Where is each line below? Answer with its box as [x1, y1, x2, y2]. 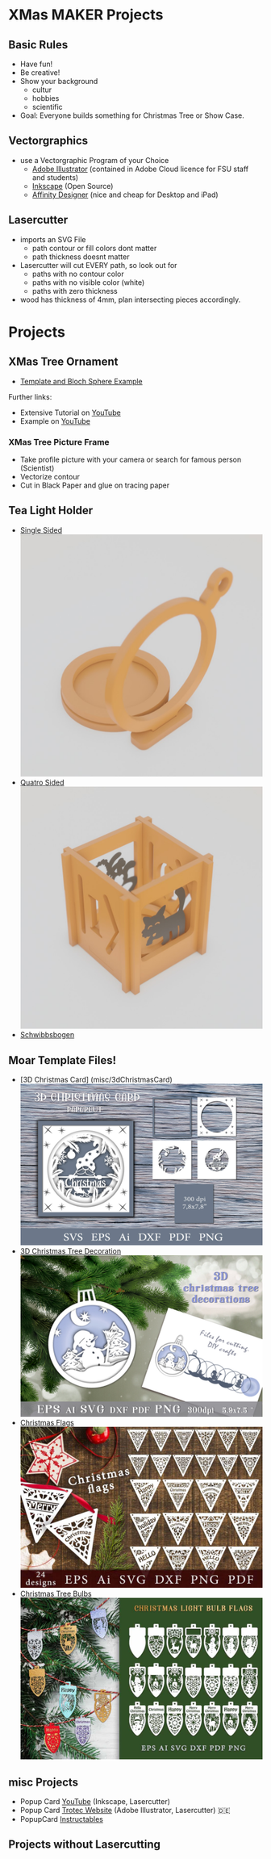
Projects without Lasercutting [8, 1838, 161, 1852]
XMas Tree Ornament [8, 355, 119, 369]
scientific [31, 103, 63, 111]
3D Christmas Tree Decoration [19, 1246, 122, 1256]
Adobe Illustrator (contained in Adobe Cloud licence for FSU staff [31, 164, 249, 174]
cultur [31, 85, 52, 94]
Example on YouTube [19, 416, 91, 425]
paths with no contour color [31, 269, 125, 278]
